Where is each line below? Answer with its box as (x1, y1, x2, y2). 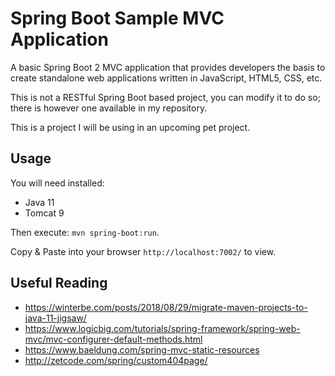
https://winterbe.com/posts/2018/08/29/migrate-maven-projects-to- (24, 301, 308, 313)
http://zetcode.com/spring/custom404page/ (24, 354, 208, 366)
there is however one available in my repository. (10, 102, 208, 114)
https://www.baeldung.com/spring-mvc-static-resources (24, 343, 260, 356)
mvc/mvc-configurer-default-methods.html (24, 333, 203, 345)
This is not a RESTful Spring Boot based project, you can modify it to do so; (10, 91, 321, 103)
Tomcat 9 (24, 207, 65, 219)
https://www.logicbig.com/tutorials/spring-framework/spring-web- (24, 322, 301, 334)
